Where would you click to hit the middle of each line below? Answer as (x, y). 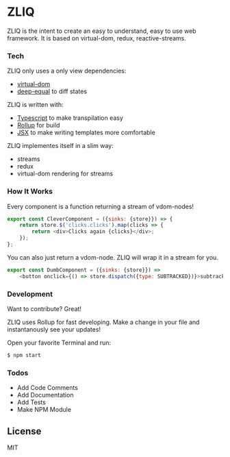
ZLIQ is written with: (35, 105)
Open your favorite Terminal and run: (59, 343)
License (24, 431)
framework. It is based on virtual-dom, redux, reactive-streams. (97, 38)
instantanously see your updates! (54, 329)
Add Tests (31, 402)
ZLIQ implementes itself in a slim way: (61, 146)
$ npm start (24, 355)
